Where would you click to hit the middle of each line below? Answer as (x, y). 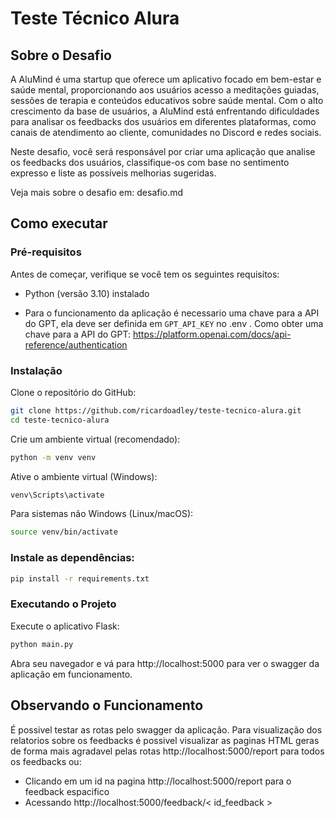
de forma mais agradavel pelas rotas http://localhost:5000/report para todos (167, 751)
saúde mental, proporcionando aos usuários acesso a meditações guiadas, (165, 90)
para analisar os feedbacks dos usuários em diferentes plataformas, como (163, 121)
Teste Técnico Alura (95, 18)
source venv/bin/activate (64, 532)
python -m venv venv (53, 457)
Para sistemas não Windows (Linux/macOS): (102, 514)
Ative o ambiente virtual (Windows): (84, 476)
